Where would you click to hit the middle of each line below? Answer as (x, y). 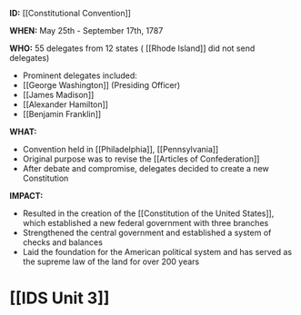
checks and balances (62, 242)
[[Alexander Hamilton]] (65, 104)
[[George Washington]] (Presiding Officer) (101, 85)
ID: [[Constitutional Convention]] (70, 13)
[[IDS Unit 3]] (60, 298)
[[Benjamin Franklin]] (62, 114)
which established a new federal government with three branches (145, 223)
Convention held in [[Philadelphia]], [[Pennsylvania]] (120, 149)
